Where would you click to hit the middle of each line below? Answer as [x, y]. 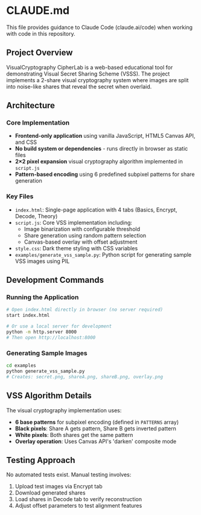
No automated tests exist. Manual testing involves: [69, 475]
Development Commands [55, 280]
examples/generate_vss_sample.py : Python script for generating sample [103, 254]
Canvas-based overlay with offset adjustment [81, 242]
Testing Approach [41, 460]
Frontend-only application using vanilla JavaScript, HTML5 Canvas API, [105, 136]
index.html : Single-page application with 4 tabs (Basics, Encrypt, [96, 210]
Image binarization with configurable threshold [82, 229]
